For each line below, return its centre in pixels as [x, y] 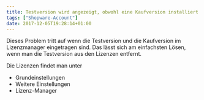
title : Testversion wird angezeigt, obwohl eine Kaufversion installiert [103, 12]
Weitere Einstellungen [43, 84]
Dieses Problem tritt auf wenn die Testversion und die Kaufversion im [94, 41]
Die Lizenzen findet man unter [44, 66]
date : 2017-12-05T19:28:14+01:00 [49, 23]
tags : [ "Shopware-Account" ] [42, 18]
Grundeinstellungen [40, 78]
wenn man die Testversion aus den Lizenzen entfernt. [74, 54]
